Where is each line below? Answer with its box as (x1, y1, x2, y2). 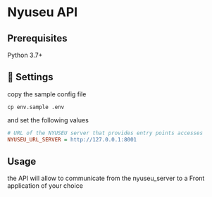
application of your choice (7, 182, 83, 190)
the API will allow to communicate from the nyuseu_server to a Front (7, 174, 205, 183)
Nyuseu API (7, 4, 78, 20)
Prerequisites (7, 32, 68, 44)
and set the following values (7, 115, 89, 124)
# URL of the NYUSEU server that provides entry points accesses (7, 129, 203, 136)
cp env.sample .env (7, 103, 65, 110)
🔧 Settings (7, 71, 54, 83)
